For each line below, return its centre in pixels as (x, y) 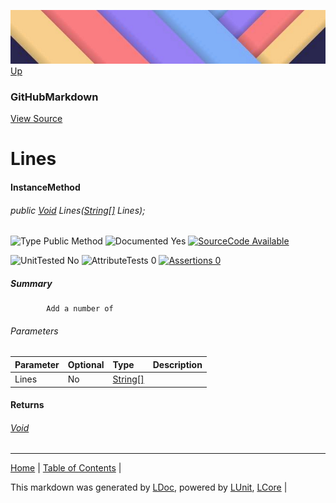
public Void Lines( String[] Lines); (78, 210)
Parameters (34, 331)
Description (177, 364)
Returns (27, 405)
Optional (86, 364)
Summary (31, 283)
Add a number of (80, 309)
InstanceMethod (45, 187)
